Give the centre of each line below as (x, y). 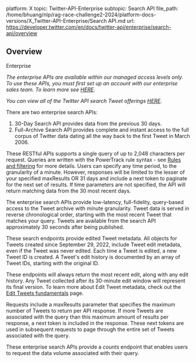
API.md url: (121, 21)
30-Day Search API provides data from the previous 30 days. (88, 123)
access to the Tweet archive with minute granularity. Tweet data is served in (98, 208)
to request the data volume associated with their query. (73, 353)
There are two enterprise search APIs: (52, 112)
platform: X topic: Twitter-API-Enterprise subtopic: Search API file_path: (92, 8)
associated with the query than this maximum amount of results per (87, 317)
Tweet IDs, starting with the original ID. (53, 263)
